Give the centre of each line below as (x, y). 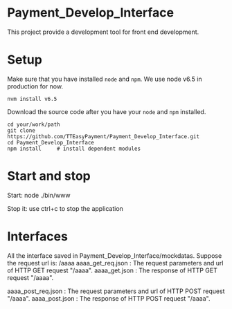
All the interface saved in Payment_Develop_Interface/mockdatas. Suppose (115, 255)
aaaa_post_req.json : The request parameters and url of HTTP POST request (116, 291)
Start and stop (49, 176)
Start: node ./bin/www (39, 195)
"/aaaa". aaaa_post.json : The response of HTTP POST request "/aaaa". (109, 298)
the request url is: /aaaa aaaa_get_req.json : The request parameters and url (115, 263)
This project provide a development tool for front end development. (103, 32)
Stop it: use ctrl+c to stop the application (65, 208)
